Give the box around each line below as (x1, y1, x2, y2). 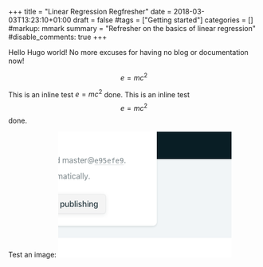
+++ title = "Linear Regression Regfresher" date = (8, 7, 172, 16)
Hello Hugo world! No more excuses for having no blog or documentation (8, 48, 249, 57)
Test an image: (8, 249, 57, 259)
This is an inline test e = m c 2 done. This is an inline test (8, 88, 190, 99)
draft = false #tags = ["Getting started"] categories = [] (73, 15, 253, 25)
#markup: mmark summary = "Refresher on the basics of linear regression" (8, 24, 257, 33)
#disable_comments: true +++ (8, 32, 108, 41)
